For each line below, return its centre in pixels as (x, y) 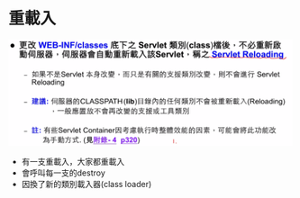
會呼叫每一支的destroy (63, 173)
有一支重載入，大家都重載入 (73, 162)
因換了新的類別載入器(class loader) (86, 184)
